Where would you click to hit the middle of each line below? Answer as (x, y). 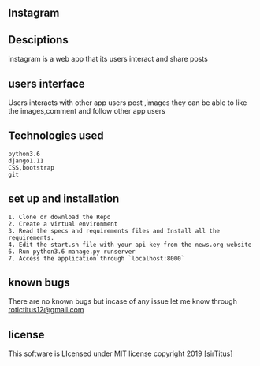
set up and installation (64, 199)
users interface (46, 83)
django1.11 (26, 161)
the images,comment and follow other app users (87, 111)
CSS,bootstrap (32, 168)
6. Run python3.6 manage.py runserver (72, 252)
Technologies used (56, 136)
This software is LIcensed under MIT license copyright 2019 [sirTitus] (121, 353)
